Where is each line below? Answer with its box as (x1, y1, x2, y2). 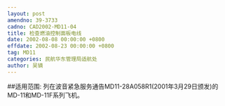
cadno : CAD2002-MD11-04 (7, 23, 77, 30)
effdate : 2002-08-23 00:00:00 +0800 (7, 43, 114, 50)
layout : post (7, 10, 46, 17)
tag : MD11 (7, 50, 36, 56)
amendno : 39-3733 (7, 17, 58, 24)
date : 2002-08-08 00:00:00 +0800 (7, 36, 105, 43)
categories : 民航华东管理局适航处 (7, 56, 97, 63)
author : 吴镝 (7, 62, 43, 69)
